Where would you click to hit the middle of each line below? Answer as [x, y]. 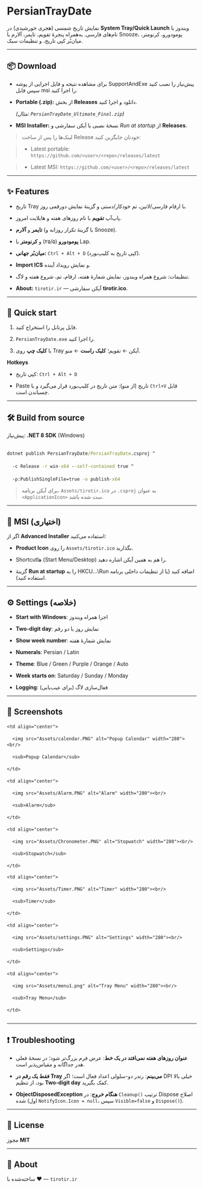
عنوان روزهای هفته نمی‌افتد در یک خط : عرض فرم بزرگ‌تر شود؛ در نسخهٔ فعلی [101, 1058]
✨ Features [28, 192]
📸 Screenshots [35, 712]
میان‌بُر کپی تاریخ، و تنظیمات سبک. [45, 41]
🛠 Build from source [46, 417]
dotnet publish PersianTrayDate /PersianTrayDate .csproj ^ [81, 454]
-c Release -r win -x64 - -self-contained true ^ [73, 466]
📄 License [26, 1125]
